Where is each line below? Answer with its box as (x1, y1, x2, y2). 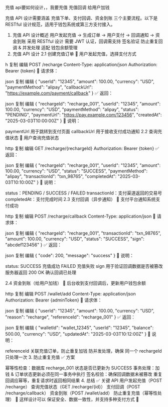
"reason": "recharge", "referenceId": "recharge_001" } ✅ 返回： (5, 314, 136, 320)
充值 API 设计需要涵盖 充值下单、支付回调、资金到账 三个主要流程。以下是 (5, 15, 158, 21)
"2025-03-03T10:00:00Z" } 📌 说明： (5, 118, 81, 124)
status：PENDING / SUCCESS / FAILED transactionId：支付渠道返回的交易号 (5, 190, 162, 196)
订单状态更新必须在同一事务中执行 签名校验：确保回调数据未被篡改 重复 (15, 371, 162, 377)
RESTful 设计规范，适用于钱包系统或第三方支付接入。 (5, 22, 115, 27)
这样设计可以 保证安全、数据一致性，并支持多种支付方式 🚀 (19, 396, 139, 402)
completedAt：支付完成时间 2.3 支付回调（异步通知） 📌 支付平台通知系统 (5, 196, 156, 202)
